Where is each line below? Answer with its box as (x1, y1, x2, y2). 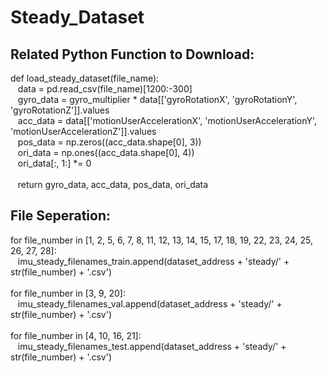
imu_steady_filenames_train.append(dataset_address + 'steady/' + (17, 255, 290, 267)
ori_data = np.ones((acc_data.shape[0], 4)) (17, 147, 195, 158)
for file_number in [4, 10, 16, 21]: (10, 329, 142, 341)
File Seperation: (10, 207, 112, 225)
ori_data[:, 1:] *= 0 (17, 157, 92, 169)
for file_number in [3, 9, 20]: (10, 287, 126, 299)
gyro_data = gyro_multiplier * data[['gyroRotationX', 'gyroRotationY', (17, 94, 298, 105)
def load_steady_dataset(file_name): (10, 72, 160, 84)
